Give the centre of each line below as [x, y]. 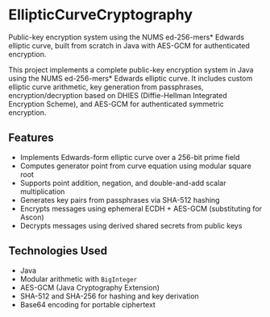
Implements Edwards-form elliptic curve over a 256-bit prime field [130, 157]
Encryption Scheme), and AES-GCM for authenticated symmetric [116, 104]
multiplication [42, 191]
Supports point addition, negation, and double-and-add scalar [123, 183]
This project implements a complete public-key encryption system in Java [131, 69]
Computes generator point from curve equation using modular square [135, 166]
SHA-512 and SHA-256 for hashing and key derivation [109, 296]
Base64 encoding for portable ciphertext [87, 304]
